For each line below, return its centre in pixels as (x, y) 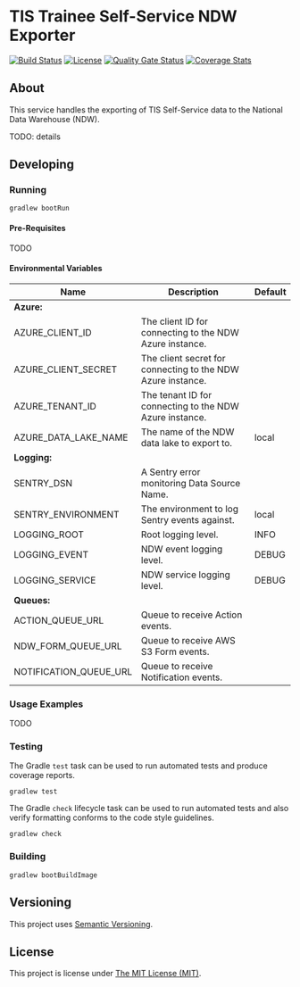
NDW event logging (182, 549)
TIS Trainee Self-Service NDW (124, 17)
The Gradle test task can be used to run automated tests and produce (138, 766)
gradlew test (33, 792)
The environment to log (190, 509)
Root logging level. (180, 535)
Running (28, 190)
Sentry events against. (188, 519)
